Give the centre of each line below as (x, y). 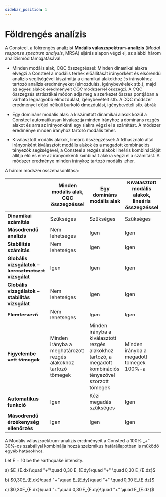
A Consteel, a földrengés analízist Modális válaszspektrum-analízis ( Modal (83, 48)
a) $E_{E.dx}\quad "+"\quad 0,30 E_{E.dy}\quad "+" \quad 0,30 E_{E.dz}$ (80, 470)
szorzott (99, 381)
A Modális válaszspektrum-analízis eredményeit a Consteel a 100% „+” (77, 440)
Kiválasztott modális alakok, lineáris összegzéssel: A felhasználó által (83, 139)
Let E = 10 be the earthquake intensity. (44, 460)
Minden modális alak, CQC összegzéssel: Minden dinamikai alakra (80, 68)
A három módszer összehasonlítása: (42, 170)
